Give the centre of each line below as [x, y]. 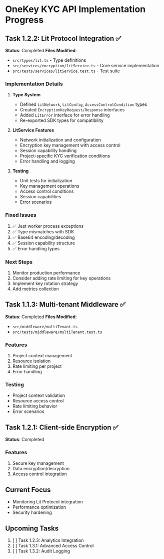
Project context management [42, 356]
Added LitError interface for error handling [65, 115]
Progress [24, 20]
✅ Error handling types [36, 248]
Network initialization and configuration [60, 140]
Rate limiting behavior [35, 406]
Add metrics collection [35, 289]
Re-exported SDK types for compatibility [62, 120]
